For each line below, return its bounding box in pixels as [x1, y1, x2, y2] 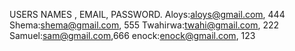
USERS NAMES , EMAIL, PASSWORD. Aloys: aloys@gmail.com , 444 [9, 9, 286, 20]
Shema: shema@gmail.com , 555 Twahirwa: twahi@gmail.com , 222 [9, 19, 280, 31]
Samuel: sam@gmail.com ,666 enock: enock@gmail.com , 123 [9, 30, 256, 41]
